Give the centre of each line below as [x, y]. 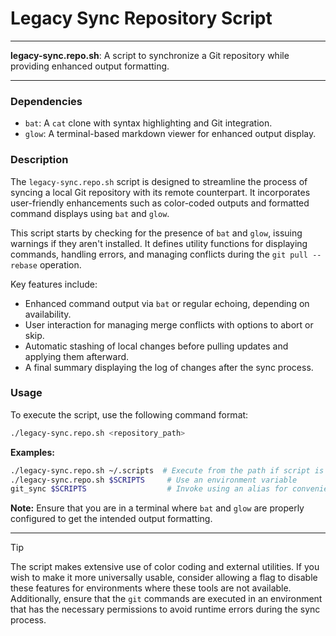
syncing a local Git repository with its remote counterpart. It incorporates [160, 192]
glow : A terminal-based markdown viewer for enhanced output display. [170, 134]
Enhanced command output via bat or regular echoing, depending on [167, 303]
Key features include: [54, 284]
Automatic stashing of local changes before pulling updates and [156, 346]
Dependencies [46, 101]
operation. [60, 264]
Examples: [32, 452]
